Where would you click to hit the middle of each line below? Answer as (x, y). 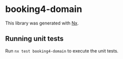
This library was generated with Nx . (42, 23)
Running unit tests (34, 39)
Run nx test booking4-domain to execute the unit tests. (62, 50)
